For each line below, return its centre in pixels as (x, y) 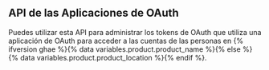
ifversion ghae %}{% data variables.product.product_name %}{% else (124, 49)
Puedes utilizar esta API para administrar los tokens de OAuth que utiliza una (135, 32)
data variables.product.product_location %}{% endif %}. (113, 57)
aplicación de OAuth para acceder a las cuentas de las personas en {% (126, 41)
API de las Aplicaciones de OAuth (94, 13)
